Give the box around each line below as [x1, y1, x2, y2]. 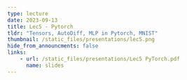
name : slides [25, 62, 64, 69]
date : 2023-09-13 [7, 17, 58, 24]
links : [7, 49, 27, 56]
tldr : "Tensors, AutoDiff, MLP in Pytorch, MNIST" [7, 29, 158, 37]
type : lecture [7, 10, 49, 17]
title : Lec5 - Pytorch [7, 23, 74, 30]
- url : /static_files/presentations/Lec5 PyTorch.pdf [20, 56, 180, 63]
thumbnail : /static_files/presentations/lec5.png [7, 36, 155, 43]
